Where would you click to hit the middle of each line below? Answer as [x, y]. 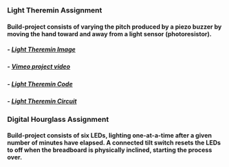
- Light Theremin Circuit [42, 101]
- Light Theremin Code [40, 83]
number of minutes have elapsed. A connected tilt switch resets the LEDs [114, 143]
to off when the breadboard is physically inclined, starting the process [110, 150]
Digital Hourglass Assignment [58, 119]
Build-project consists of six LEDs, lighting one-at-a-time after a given [109, 136]
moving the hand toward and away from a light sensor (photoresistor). [109, 34]
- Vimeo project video [39, 66]
